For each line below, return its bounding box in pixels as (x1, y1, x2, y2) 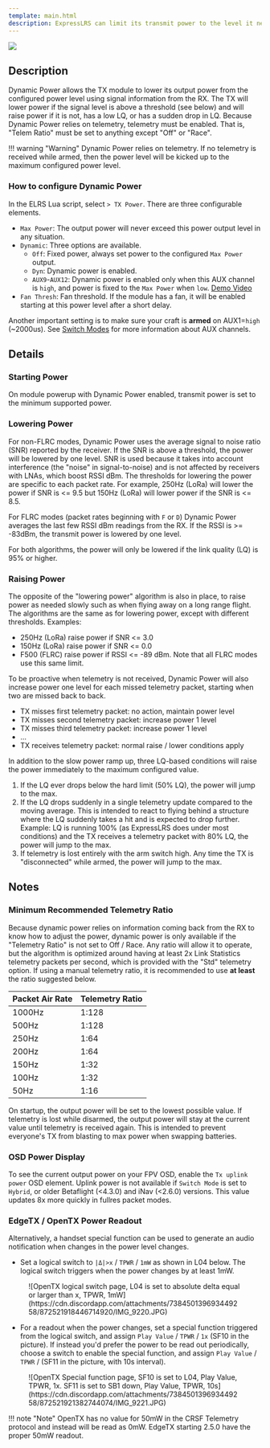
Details (8, 347, 44, 361)
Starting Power (8, 371, 68, 382)
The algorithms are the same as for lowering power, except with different (8, 608, 249, 618)
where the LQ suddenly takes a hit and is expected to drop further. (19, 814, 240, 824)
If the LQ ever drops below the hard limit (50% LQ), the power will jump (19, 780, 256, 790)
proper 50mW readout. (8, 1431, 84, 1441)
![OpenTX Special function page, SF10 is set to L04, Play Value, (28, 1372, 238, 1382)
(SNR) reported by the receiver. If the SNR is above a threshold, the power (8, 445, 253, 455)
